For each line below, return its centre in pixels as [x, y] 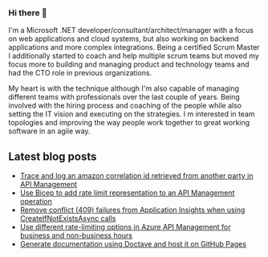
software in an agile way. [49, 131]
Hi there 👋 [28, 13]
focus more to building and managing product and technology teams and [129, 64]
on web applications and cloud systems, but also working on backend [124, 39]
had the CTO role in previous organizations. [80, 73]
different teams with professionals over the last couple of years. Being [124, 97]
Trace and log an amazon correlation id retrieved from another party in [136, 176]
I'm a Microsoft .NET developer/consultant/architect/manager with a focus [131, 31]
